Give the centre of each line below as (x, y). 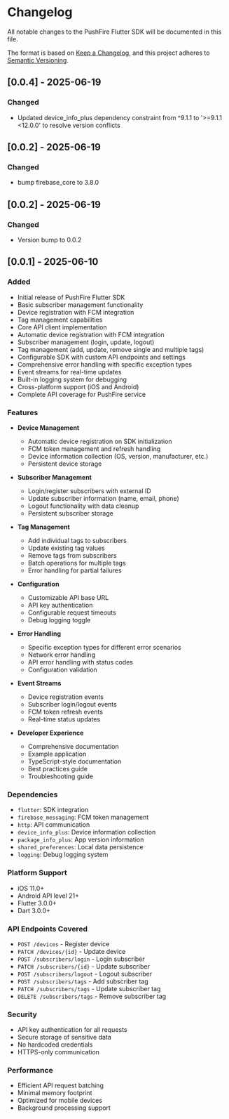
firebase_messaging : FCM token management (83, 817)
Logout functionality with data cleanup (83, 506)
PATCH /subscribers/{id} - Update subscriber (84, 966)
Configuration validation (63, 669)
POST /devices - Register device (63, 944)
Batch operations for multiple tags (77, 563)
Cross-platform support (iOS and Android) (78, 386)
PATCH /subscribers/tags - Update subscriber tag (89, 988)
